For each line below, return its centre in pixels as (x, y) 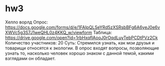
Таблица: (102, 32)
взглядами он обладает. (30, 58)
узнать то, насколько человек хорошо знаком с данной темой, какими (80, 53)
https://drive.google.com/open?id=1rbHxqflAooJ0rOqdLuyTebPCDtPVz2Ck (82, 38)
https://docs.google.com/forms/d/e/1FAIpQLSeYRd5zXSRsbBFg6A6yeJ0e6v (82, 27)
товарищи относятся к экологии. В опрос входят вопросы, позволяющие (82, 48)
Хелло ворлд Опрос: (27, 22)
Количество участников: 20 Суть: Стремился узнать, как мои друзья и (80, 43)
